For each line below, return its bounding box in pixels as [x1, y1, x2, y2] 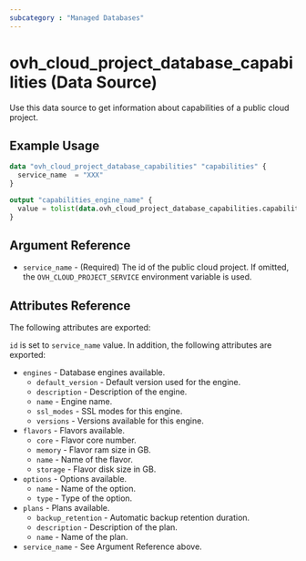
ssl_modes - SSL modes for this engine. [36, 406, 183, 417]
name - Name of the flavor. [36, 454, 134, 465]
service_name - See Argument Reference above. [22, 541, 202, 552]
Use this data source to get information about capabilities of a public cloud [9, 102, 290, 113]
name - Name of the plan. [36, 532, 128, 543]
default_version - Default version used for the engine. [36, 377, 241, 388]
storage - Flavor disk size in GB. [36, 464, 157, 474]
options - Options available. [22, 474, 127, 484]
